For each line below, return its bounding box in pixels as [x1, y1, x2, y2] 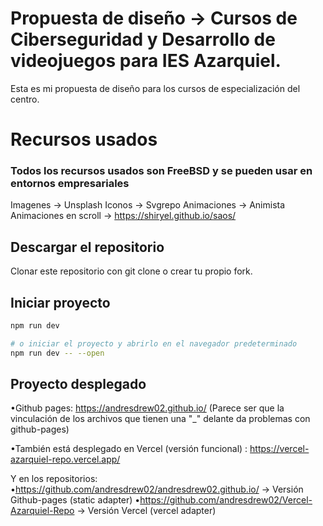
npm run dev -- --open [10, 348, 105, 358]
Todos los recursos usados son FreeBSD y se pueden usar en [10, 164, 313, 178]
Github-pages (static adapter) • [10, 494, 141, 506]
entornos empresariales [10, 177, 130, 191]
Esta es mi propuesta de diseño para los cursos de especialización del [10, 82, 301, 94]
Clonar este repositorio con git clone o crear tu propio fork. [10, 265, 253, 277]
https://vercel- [249, 443, 310, 455]
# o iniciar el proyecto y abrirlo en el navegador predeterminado [10, 338, 298, 349]
